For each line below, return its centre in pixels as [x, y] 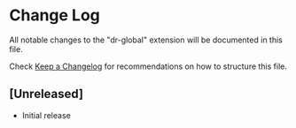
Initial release [46, 115]
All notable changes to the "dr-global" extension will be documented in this [146, 40]
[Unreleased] [47, 94]
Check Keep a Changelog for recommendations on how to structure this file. [148, 66]
